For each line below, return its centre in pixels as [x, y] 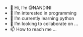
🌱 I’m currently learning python [42, 18]
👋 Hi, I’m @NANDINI [31, 8]
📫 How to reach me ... [33, 29]
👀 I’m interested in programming [43, 13]
